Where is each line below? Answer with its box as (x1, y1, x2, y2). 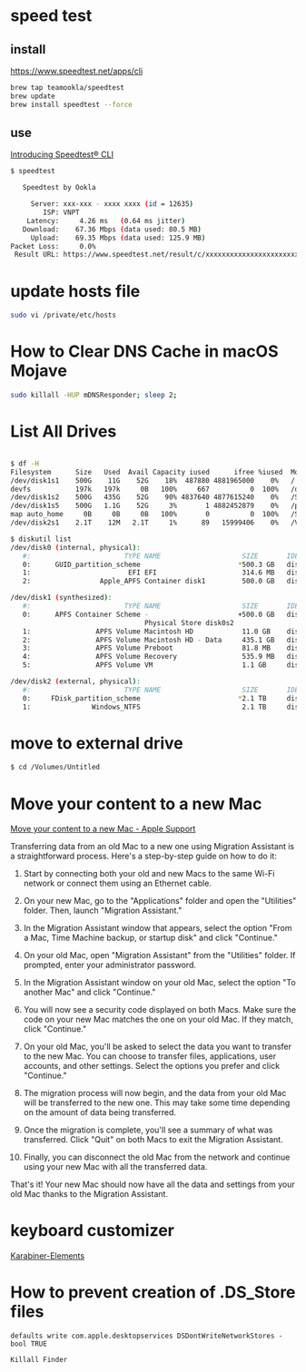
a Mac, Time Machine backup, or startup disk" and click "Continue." (23, 932, 278, 944)
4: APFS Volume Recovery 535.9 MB (22, 652, 275, 661)
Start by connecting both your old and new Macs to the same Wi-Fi (23, 868, 275, 879)
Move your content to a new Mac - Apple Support (10, 823, 196, 835)
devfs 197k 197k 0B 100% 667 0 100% (10, 485, 280, 494)
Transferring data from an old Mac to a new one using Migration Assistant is (10, 841, 294, 852)
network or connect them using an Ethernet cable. (23, 877, 212, 889)
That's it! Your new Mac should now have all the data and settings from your (10, 1179, 295, 1190)
